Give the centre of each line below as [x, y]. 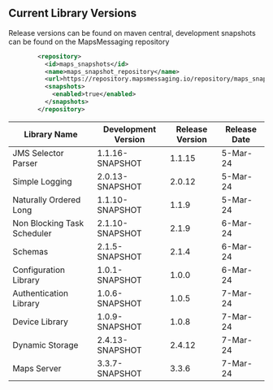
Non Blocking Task [48, 223]
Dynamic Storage [45, 344]
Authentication [41, 293]
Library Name [51, 134]
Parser [25, 163]
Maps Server [37, 368]
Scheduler [32, 233]
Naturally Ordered [47, 200]
